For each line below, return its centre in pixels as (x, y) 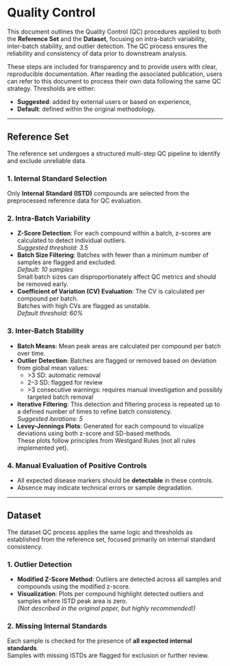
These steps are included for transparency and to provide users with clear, (112, 66)
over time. (31, 353)
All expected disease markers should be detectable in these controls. (115, 480)
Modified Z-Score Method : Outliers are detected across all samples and (119, 579)
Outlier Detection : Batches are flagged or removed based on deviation (117, 360)
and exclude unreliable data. (47, 161)
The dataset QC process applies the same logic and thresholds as (100, 532)
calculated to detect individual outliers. (72, 240)
